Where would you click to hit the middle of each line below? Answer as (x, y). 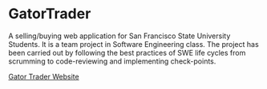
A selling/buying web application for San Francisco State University (119, 36)
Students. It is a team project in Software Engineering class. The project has (133, 44)
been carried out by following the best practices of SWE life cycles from (127, 52)
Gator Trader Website (44, 76)
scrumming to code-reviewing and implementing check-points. (112, 61)
